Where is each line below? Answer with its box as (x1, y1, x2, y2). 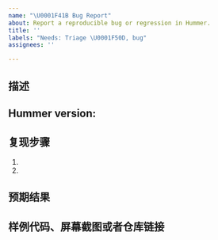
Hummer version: (8, 106, 97, 120)
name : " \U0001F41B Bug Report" (8, 11, 112, 20)
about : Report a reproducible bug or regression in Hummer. (8, 19, 212, 27)
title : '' (8, 26, 41, 34)
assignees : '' (8, 41, 55, 49)
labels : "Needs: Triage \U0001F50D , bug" (8, 33, 147, 42)
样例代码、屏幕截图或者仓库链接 (8, 219, 165, 234)
